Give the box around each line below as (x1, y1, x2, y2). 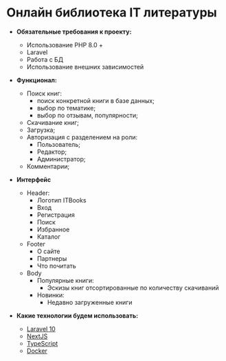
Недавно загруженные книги (47, 298, 133, 306)
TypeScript (26, 339, 58, 347)
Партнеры (36, 254, 67, 262)
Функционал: (16, 75, 58, 84)
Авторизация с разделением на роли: (26, 132, 138, 141)
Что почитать (36, 261, 76, 270)
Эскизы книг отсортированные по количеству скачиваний (47, 283, 219, 292)
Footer (26, 240, 45, 248)
